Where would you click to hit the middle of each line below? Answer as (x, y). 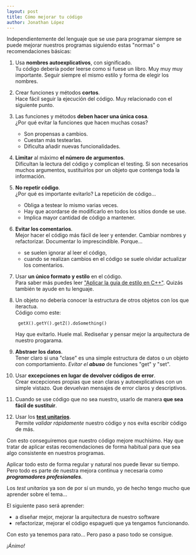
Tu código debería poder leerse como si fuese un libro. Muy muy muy (99, 69)
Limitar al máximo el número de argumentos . (70, 158)
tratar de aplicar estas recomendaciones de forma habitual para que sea (93, 447)
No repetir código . (38, 188)
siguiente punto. (34, 105)
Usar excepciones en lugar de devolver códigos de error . (85, 375)
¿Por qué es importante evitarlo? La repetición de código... (85, 194)
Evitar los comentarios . (44, 229)
